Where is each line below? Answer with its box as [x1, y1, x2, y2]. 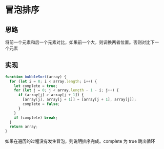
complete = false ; [22, 102, 60, 106]
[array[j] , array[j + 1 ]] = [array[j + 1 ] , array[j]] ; [22, 97, 137, 102]
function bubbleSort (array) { [5, 74, 67, 79]
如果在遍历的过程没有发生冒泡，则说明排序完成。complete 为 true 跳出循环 [5, 138, 155, 144]
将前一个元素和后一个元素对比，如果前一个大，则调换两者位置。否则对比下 [5, 40, 155, 45]
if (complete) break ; [14, 115, 58, 120]
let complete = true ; [14, 84, 58, 88]
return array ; [9, 124, 38, 129]
